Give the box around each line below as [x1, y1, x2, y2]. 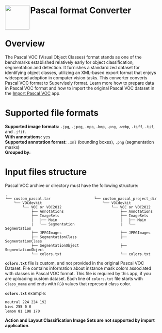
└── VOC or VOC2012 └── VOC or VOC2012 [22, 204, 151, 209]
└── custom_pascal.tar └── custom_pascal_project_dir [5, 196, 158, 201]
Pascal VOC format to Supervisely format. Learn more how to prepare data [5, 80, 154, 86]
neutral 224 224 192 [5, 299, 47, 304]
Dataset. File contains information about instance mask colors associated [5, 265, 151, 271]
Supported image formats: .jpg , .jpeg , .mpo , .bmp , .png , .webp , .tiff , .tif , [5, 123, 155, 129]
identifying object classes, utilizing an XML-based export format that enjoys [5, 70, 156, 75]
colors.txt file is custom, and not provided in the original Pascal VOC [5, 260, 144, 266]
